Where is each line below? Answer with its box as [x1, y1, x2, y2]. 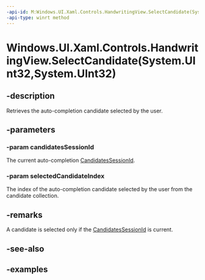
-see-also [6, 243, 45, 254]
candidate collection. [6, 192, 59, 200]
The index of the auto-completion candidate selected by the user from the [6, 186, 193, 193]
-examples [6, 264, 48, 275]
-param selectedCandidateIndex [6, 172, 105, 180]
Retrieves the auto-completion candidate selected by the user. [6, 107, 163, 114]
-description [6, 91, 55, 101]
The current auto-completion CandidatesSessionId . [6, 156, 135, 164]
